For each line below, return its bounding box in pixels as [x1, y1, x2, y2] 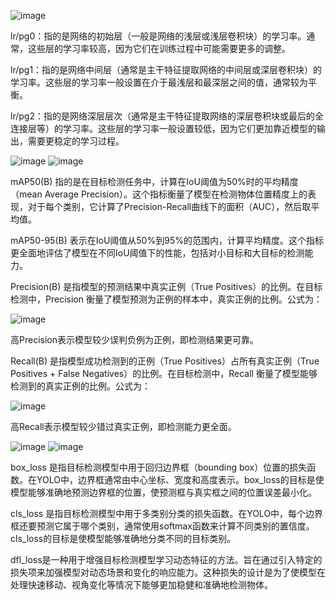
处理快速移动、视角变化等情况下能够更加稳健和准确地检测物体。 [10, 579, 273, 590]
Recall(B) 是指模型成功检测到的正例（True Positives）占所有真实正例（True [10, 355, 320, 367]
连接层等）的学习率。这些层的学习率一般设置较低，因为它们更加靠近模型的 [10, 123, 317, 134]
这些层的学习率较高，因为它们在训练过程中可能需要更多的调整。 [27, 43, 291, 54]
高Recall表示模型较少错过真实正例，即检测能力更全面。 [10, 421, 237, 432]
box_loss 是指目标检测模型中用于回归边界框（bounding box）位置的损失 [10, 461, 308, 473]
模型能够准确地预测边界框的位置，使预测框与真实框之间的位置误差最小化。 [10, 486, 317, 498]
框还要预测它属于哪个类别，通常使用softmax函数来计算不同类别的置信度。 [10, 520, 315, 532]
